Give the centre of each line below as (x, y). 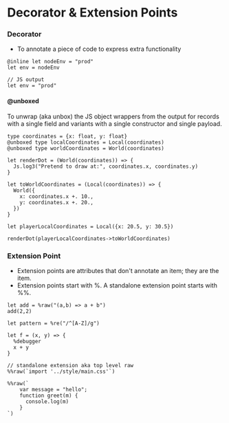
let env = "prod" (32, 86)
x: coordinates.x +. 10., (57, 196)
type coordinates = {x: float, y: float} (67, 136)
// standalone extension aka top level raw (70, 365)
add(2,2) (20, 311)
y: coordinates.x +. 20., (57, 202)
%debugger (27, 341)
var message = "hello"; (54, 389)
